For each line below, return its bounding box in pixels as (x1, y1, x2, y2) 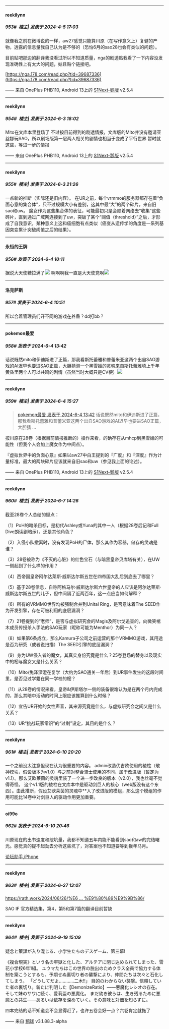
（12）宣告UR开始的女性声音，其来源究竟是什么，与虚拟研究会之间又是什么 (5, 703, 161, 709)
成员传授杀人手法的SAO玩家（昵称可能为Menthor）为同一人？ (9, 624, 138, 631)
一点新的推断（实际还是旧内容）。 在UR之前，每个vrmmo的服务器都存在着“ (5, 195, 159, 201)
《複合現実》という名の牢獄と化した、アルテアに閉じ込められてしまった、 (5, 959, 159, 965)
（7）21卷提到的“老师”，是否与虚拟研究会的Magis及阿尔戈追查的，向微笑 (5, 618, 157, 624)
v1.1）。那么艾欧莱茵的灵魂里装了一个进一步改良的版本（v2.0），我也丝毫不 (5, 775, 158, 781)
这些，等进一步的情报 (5, 142, 49, 148)
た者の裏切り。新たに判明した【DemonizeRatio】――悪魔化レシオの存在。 (5, 984, 160, 990)
